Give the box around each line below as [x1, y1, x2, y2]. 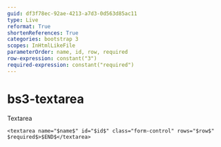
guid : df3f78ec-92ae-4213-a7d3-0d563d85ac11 [7, 10, 137, 17]
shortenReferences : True [7, 29, 79, 37]
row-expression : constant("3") [7, 55, 97, 62]
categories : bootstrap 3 [7, 36, 79, 43]
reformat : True [7, 23, 51, 30]
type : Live [7, 17, 39, 23]
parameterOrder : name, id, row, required [7, 49, 128, 56]
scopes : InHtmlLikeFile [7, 42, 76, 49]
